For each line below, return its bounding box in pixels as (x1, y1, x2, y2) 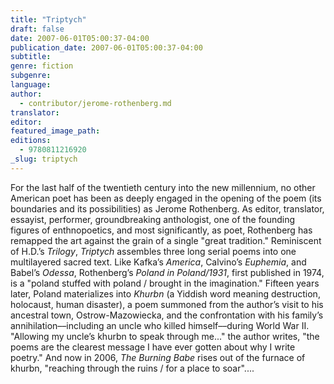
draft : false (10, 24, 65, 34)
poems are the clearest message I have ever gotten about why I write (10, 341, 296, 353)
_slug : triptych (10, 154, 78, 164)
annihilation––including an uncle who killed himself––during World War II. (10, 319, 310, 331)
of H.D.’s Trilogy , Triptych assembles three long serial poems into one (10, 245, 297, 257)
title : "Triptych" (10, 14, 87, 25)
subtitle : (10, 52, 52, 62)
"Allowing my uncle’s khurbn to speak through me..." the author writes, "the (10, 330, 320, 342)
